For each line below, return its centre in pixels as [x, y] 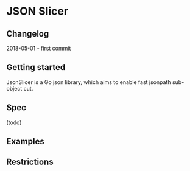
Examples [25, 141]
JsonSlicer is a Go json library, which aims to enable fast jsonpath [89, 82]
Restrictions [30, 162]
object [14, 88]
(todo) [14, 122]
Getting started [36, 67]
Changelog [28, 34]
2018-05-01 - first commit [39, 48]
